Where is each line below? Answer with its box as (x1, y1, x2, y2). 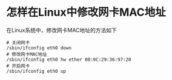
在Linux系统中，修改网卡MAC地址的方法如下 (6, 26, 117, 34)
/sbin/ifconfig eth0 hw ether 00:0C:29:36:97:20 (6, 57, 131, 63)
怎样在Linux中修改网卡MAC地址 (6, 5, 167, 19)
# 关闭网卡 (6, 40, 30, 46)
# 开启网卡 (6, 63, 30, 69)
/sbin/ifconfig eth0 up (6, 68, 67, 74)
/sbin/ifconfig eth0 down (6, 45, 71, 51)
